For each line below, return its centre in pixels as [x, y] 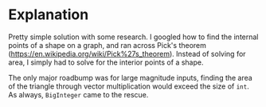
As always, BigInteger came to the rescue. [78, 94]
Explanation [49, 15]
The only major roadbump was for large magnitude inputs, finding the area [130, 77]
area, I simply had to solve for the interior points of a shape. [106, 62]
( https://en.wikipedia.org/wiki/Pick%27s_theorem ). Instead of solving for [127, 53]
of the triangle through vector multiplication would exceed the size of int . [129, 86]
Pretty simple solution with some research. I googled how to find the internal [133, 37]
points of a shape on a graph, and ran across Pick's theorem [108, 45]
